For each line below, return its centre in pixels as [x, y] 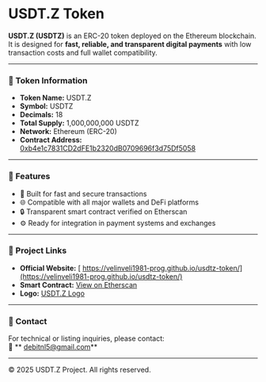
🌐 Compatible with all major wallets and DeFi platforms [109, 202]
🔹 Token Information [48, 80]
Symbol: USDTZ [46, 106]
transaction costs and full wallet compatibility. [83, 52]
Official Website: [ [50, 268]
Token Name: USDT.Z [55, 98]
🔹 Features [29, 177]
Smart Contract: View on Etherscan [78, 285]
